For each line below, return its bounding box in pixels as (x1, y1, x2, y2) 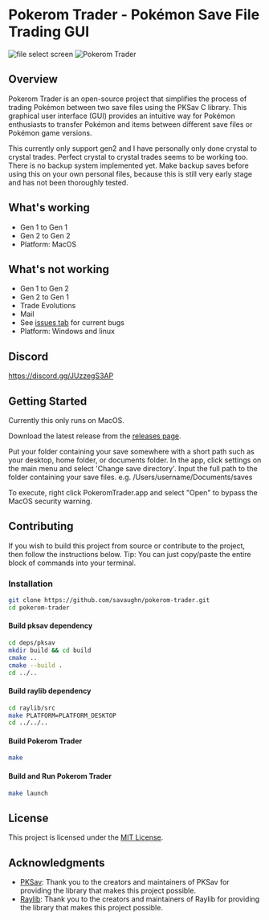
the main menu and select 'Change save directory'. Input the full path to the (8, 464, 259, 473)
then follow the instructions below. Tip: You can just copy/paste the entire (8, 549, 251, 559)
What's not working (8, 263, 110, 276)
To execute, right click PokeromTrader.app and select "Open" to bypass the (8, 488, 259, 497)
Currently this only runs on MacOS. (8, 416, 124, 425)
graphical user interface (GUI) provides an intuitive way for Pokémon (8, 111, 235, 120)
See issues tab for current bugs (19, 318, 124, 328)
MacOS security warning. (8, 496, 92, 506)
